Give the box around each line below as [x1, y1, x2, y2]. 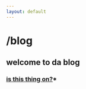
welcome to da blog [6, 57, 80, 68]
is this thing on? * [6, 75, 58, 83]
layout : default [6, 8, 46, 15]
